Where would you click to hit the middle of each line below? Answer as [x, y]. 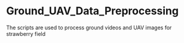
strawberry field [26, 33]
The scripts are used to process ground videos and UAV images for [89, 27]
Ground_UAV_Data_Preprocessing [93, 11]
